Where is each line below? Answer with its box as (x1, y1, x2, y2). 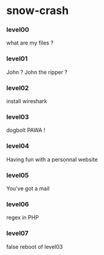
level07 (6, 229, 29, 238)
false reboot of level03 (6, 243, 63, 250)
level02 (6, 84, 29, 92)
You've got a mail (6, 184, 50, 192)
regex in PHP (6, 214, 40, 221)
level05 (6, 171, 29, 179)
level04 (6, 142, 29, 150)
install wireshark (6, 98, 47, 105)
